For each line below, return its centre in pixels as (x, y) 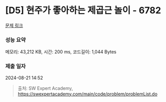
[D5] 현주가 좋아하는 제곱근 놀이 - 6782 (83, 10)
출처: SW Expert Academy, (45, 88)
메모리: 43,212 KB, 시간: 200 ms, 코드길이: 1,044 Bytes (61, 52)
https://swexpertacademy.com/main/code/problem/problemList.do (88, 94)
